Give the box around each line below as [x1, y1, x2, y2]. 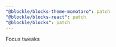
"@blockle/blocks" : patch [5, 19, 70, 25]
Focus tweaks [5, 36, 40, 43]
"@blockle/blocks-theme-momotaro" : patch [5, 8, 111, 15]
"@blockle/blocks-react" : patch [5, 14, 86, 20]
